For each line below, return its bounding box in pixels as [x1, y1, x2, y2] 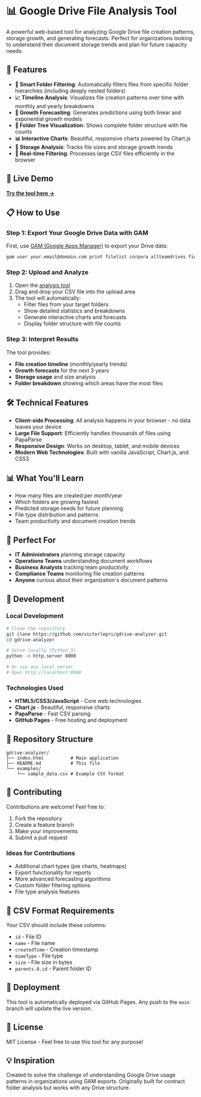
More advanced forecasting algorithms [14, 875, 111, 883]
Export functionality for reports [14, 869, 92, 877]
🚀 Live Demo [6, 174, 54, 184]
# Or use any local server [6, 664, 74, 670]
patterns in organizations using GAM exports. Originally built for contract [6, 1078, 185, 1085]
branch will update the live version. [6, 1004, 93, 1012]
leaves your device [14, 423, 62, 430]
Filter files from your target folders [23, 301, 109, 308]
